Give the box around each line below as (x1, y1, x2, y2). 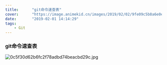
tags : (5, 21, 16, 26)
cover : (5, 12, 19, 17)
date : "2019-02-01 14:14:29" (5, 16, 79, 21)
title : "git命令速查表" (5, 7, 62, 12)
